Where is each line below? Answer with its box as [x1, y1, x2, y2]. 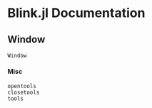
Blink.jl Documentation [7, 5, 146, 21]
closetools [7, 89, 40, 97]
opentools [7, 83, 37, 90]
